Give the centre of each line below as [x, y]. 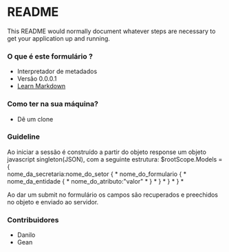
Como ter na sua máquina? [53, 104]
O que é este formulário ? [50, 56]
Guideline [23, 137]
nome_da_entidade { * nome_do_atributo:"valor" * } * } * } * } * [96, 181]
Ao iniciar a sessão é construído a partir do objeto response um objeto [107, 152]
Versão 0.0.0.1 [37, 79]
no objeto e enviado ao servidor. [53, 202]
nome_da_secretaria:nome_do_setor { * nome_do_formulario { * [97, 174]
